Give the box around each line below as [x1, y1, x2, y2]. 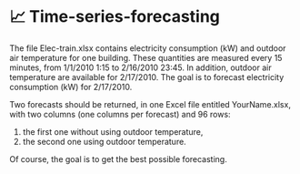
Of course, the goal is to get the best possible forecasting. [9, 153, 227, 164]
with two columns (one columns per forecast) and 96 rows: [9, 108, 231, 119]
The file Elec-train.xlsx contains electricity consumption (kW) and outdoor [9, 42, 286, 54]
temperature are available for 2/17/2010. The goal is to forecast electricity [9, 71, 285, 82]
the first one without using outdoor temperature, [22, 126, 204, 137]
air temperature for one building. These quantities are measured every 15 [9, 52, 283, 63]
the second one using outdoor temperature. [22, 136, 186, 147]
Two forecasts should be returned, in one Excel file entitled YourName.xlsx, [9, 98, 291, 109]
